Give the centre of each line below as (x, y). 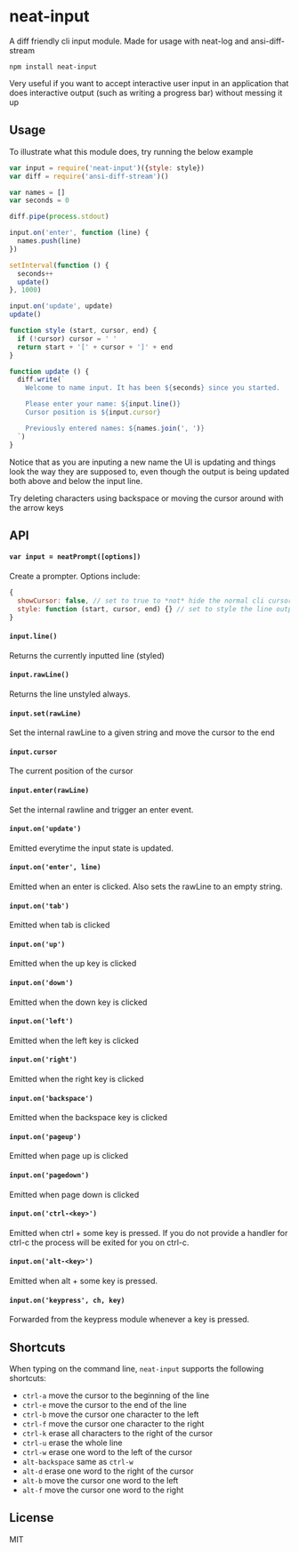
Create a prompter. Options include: (75, 577)
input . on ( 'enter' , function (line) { (79, 233)
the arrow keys (36, 507)
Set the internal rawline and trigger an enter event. (101, 809)
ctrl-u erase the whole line (72, 1443)
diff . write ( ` (41, 380)
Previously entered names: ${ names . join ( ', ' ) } (115, 428)
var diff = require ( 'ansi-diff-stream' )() (89, 176)
